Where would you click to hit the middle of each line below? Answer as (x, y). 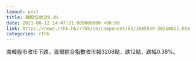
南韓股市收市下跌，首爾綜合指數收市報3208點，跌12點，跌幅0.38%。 (93, 52)
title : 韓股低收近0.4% (33, 17)
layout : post (23, 12)
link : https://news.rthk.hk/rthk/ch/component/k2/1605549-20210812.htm (98, 28)
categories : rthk (28, 34)
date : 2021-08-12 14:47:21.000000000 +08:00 (63, 23)
